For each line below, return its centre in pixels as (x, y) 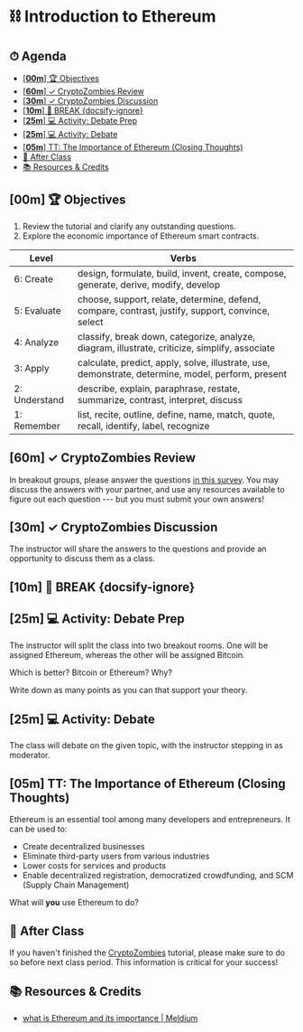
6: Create (34, 278)
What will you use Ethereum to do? (74, 903)
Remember (37, 426)
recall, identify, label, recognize (143, 426)
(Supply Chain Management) (76, 885)
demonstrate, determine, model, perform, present (182, 373)
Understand (39, 399)
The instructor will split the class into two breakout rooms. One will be (139, 645)
